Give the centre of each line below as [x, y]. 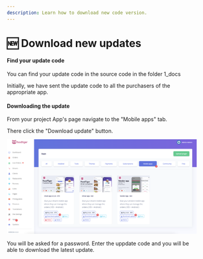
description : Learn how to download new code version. [77, 13]
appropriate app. [28, 92]
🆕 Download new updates [74, 43]
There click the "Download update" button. [60, 131]
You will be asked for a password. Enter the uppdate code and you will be [98, 243]
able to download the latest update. [51, 249]
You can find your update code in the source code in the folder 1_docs [94, 74]
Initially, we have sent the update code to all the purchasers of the [89, 86]
